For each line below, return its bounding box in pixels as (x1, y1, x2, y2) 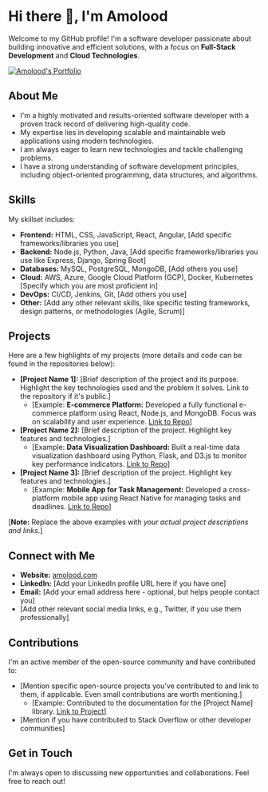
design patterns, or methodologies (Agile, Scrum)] (19, 306, 185, 316)
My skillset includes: (8, 214, 76, 224)
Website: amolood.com (19, 571, 98, 580)
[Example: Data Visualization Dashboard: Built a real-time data (31, 443, 241, 452)
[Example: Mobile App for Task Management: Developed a (31, 485, 227, 495)
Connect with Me (8, 549, 96, 563)
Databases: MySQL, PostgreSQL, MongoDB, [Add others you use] (19, 264, 238, 273)
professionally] (19, 613, 69, 623)
